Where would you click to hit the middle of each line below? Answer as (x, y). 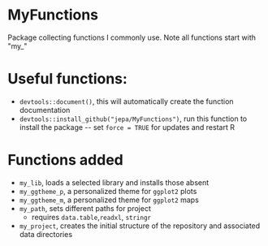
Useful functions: (67, 79)
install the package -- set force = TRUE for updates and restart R (127, 127)
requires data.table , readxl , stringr (91, 217)
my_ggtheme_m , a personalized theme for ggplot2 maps (109, 200)
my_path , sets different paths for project (85, 208)
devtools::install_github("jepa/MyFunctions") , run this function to (133, 119)
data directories (46, 234)
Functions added (65, 160)
